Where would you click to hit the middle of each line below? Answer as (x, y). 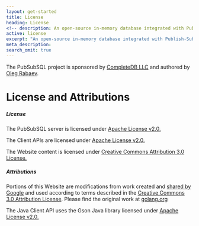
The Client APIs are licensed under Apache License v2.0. (76, 140)
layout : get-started (32, 12)
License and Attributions (68, 97)
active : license (26, 34)
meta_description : (29, 45)
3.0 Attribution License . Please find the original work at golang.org (87, 199)
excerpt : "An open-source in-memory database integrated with (84, 39)
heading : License (28, 22)
